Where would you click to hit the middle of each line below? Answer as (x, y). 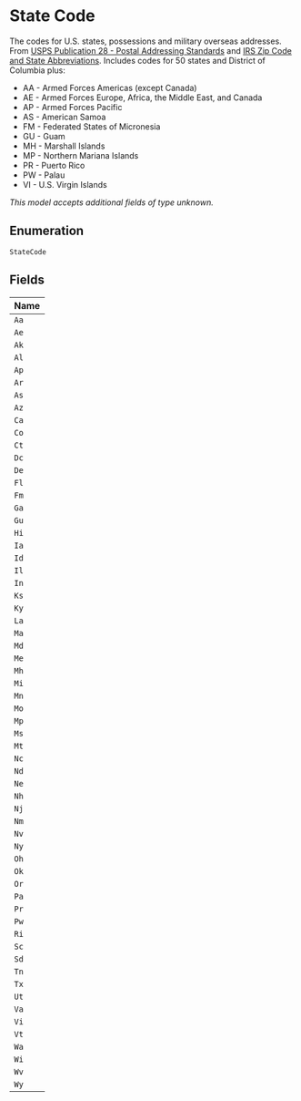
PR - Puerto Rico (54, 165)
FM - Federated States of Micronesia (91, 126)
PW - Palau (44, 175)
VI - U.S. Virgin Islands (65, 184)
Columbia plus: (37, 70)
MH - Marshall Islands (64, 146)
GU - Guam (44, 136)
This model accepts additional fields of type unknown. (111, 202)
